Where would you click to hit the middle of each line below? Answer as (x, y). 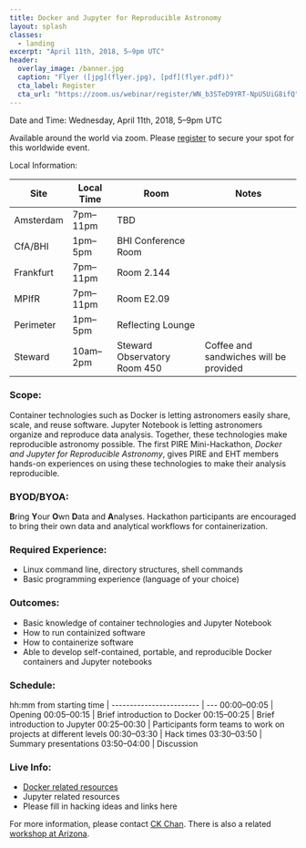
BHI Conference (151, 240)
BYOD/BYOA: (39, 496)
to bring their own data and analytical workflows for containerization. (139, 526)
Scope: (25, 395)
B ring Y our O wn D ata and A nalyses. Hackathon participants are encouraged (153, 516)
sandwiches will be (245, 356)
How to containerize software (78, 642)
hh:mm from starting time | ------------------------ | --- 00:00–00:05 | (142, 705)
